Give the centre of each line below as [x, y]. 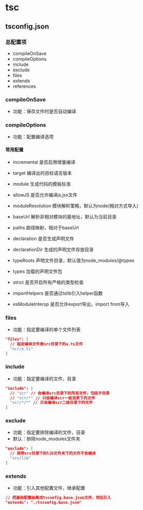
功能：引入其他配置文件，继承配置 [49, 488]
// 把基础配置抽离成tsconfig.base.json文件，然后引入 [58, 498]
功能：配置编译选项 [33, 137]
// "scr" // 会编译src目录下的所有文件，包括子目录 [60, 393]
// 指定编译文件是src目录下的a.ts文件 [47, 344]
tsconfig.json [27, 26]
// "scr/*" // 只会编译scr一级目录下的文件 [52, 398]
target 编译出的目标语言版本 [42, 173]
